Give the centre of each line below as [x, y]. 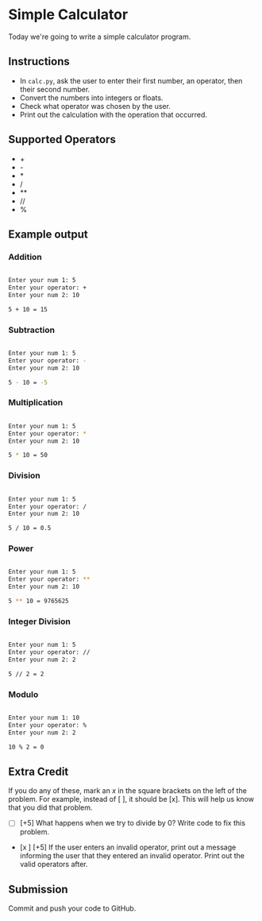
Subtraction [32, 330]
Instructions [39, 62]
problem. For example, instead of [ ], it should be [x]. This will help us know [131, 799]
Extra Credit [39, 771]
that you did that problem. [50, 807]
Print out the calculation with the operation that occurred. [114, 114]
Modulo [23, 695]
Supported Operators [62, 139]
